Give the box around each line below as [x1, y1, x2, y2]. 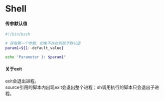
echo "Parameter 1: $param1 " [5, 54, 66, 60]
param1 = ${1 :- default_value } [5, 45, 64, 50]
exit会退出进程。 [5, 78, 39, 84]
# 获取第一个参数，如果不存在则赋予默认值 [5, 41, 81, 46]
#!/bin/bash [5, 32, 30, 37]
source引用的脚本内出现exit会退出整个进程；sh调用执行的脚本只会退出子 [5, 84, 155, 90]
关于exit [5, 66, 23, 72]
